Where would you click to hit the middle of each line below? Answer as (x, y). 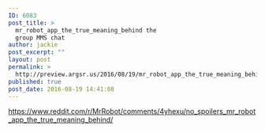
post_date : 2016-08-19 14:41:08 (61, 89)
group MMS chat (40, 38)
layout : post (30, 60)
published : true (35, 81)
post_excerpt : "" (37, 52)
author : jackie (33, 45)
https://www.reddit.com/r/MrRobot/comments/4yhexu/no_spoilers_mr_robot (132, 111)
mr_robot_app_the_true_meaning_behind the (86, 30)
